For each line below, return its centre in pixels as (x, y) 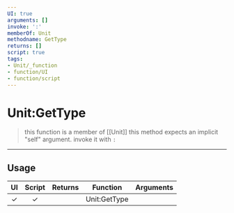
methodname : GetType (37, 40)
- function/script (34, 78)
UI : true (20, 14)
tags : (15, 59)
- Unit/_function (32, 65)
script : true (26, 53)
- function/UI (28, 72)
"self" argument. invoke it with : (70, 139)
